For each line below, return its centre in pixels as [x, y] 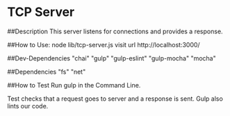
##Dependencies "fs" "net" [47, 72]
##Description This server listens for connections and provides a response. [115, 31]
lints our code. [28, 106]
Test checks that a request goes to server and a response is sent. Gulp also [115, 99]
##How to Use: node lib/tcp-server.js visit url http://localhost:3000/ [104, 44]
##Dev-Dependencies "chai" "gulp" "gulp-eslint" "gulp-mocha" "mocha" [112, 58]
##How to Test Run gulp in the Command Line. [74, 85]
